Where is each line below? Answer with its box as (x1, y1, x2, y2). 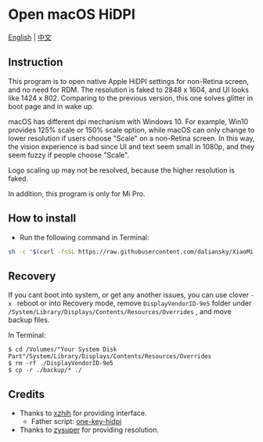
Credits (8, 387, 45, 401)
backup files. (8, 316, 50, 325)
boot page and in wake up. (8, 101, 95, 111)
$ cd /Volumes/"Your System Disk (8, 345, 117, 354)
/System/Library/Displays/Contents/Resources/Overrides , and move (8, 307, 232, 316)
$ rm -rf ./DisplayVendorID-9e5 (8, 360, 113, 367)
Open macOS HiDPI (8, 5, 135, 24)
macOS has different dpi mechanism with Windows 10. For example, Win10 (8, 116, 249, 126)
